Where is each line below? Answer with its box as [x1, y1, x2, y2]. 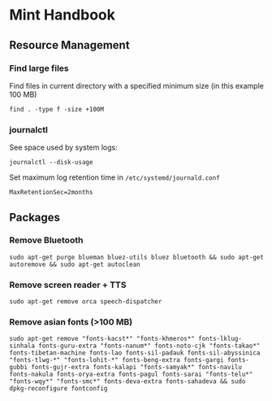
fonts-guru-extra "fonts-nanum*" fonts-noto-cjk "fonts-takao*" [38, 342, 261, 351]
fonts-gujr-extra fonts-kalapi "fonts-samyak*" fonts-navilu [30, 364, 243, 372]
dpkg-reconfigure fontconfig [9, 385, 108, 393]
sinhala [9, 342, 36, 351]
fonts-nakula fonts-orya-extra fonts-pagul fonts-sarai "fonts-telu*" [9, 370, 253, 379]
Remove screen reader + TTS [9, 279, 127, 290]
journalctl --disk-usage [9, 159, 93, 167]
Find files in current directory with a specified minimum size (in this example [9, 81, 265, 90]
